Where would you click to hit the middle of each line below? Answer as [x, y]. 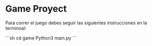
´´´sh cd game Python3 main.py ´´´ [41, 38]
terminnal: [16, 28]
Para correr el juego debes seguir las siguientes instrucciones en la [76, 23]
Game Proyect [36, 9]
